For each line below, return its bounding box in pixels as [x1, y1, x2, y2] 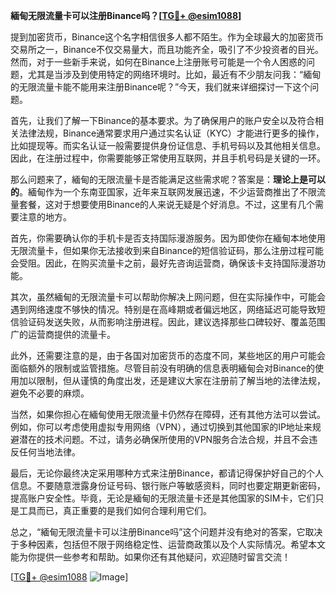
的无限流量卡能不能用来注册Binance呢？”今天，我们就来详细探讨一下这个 [10, 81, 311, 93]
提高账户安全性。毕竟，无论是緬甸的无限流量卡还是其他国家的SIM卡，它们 [10, 492, 316, 504]
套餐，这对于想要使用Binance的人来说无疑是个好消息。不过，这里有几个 [18, 199, 316, 210]
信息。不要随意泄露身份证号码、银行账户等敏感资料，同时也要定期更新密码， [10, 480, 326, 491]
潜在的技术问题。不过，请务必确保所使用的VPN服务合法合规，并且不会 [18, 434, 310, 445]
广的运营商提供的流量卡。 [10, 329, 116, 340]
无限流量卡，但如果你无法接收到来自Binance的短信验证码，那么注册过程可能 [10, 245, 325, 256]
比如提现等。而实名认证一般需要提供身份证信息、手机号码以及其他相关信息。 [10, 140, 326, 151]
